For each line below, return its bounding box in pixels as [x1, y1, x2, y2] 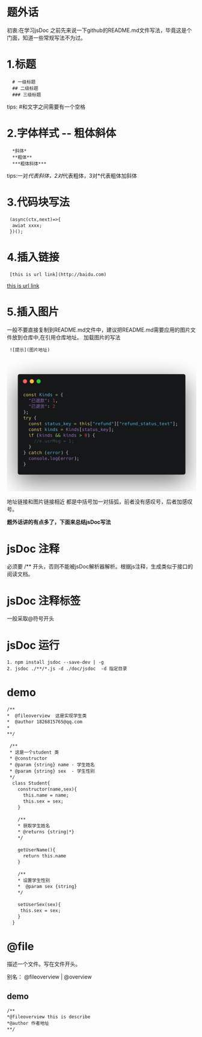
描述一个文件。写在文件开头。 [7, 960, 81, 968]
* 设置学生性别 [17, 878, 50, 884]
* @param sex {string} [17, 884, 78, 890]
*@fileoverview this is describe [7, 1013, 91, 1020]
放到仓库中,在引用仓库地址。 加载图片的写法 [11, 333, 121, 341]
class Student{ [12, 780, 50, 787]
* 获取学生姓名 [17, 823, 50, 829]
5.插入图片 [7, 305, 60, 318]
